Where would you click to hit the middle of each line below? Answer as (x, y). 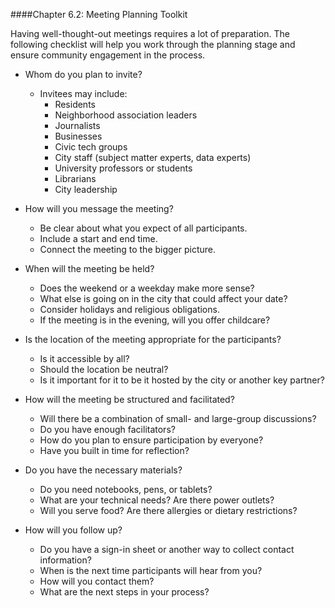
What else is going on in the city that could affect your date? (163, 298)
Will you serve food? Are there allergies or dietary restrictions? (168, 510)
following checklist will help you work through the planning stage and (153, 44)
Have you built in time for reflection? (114, 450)
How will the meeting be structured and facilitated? (129, 399)
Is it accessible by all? (84, 358)
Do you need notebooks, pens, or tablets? (126, 489)
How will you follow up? (73, 530)
